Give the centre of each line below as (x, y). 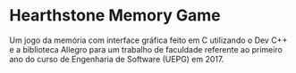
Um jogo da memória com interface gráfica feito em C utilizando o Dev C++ (148, 40)
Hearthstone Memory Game (115, 16)
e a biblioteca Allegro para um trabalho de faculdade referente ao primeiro (146, 49)
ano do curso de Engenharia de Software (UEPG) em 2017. (117, 59)
